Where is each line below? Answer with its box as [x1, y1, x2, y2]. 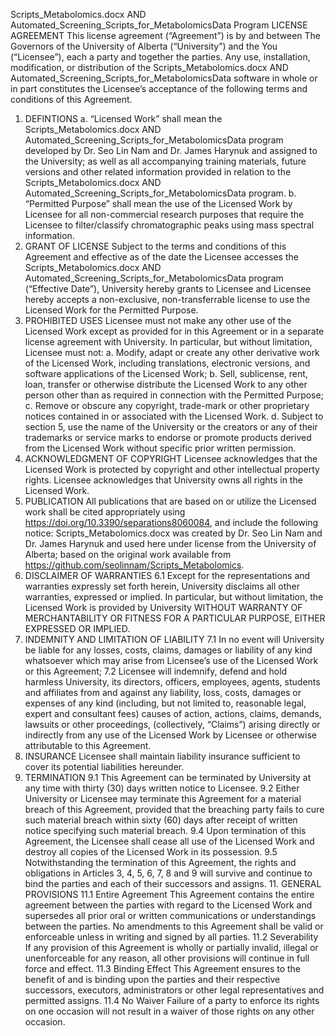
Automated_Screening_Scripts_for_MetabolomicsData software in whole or [10, 72, 318, 84]
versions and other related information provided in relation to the [24, 166, 292, 178]
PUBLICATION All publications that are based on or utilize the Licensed [24, 495, 317, 507]
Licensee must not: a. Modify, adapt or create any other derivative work [24, 347, 320, 358]
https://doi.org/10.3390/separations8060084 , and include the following [24, 517, 319, 528]
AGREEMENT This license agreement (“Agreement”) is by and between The [10, 30, 322, 41]
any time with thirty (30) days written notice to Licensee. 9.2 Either [24, 782, 300, 794]
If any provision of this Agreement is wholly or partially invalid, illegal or [24, 942, 319, 953]
